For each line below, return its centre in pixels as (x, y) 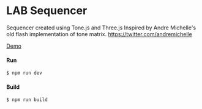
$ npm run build (27, 100)
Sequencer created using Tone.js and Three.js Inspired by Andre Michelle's (101, 28)
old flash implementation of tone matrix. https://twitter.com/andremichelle (99, 34)
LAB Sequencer (47, 11)
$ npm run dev (24, 73)
